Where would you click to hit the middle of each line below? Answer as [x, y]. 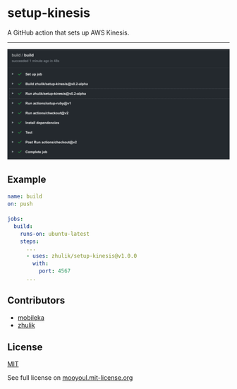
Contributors [36, 300]
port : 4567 [55, 271]
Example [27, 179]
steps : [30, 241]
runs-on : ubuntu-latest [55, 234]
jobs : [15, 219]
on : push [20, 204]
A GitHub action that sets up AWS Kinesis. [68, 32]
